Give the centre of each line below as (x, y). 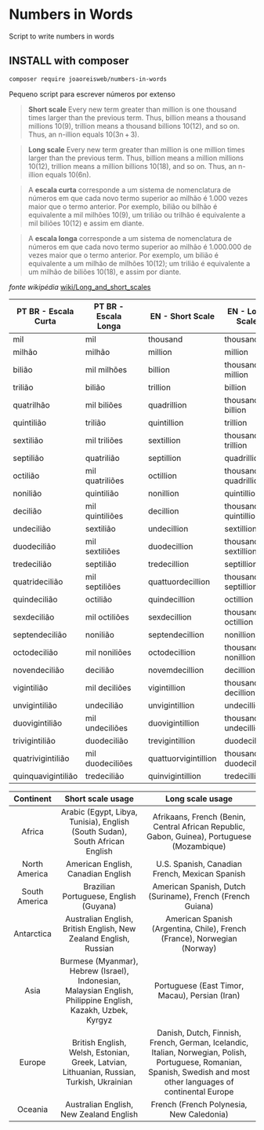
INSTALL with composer (69, 61)
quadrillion (168, 404)
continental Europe (199, 1092)
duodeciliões (109, 763)
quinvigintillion (175, 776)
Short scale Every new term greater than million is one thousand (132, 109)
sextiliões (103, 551)
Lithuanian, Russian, (99, 1072)
